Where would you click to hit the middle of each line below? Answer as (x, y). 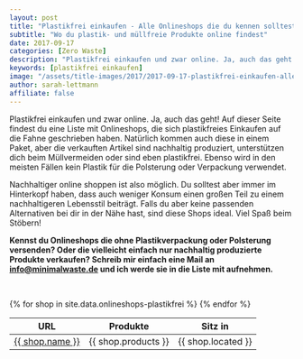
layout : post (34, 18)
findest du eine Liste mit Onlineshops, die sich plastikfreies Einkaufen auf (145, 128)
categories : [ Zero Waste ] (58, 51)
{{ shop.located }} (215, 341)
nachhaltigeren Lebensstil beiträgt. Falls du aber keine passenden (132, 203)
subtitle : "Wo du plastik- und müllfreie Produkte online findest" (139, 34)
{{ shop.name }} (47, 341)
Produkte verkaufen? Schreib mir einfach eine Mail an (112, 259)
